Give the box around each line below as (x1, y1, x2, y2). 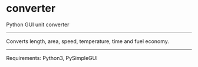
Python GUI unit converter (6, 21, 70, 28)
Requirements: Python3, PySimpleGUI (6, 54, 98, 61)
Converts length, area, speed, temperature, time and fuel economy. (6, 37, 170, 45)
